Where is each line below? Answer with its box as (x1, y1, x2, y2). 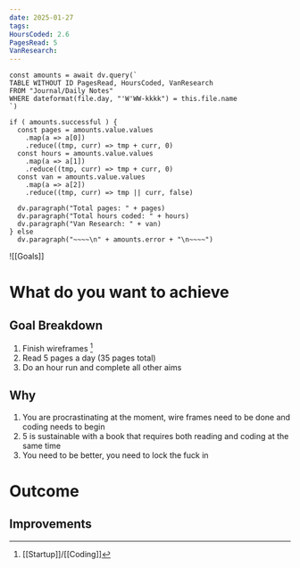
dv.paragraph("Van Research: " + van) (17, 220, 162, 229)
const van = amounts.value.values (17, 173, 146, 182)
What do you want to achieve (9, 283, 229, 302)
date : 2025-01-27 (9, 13, 74, 22)
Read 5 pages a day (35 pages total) (21, 352, 156, 363)
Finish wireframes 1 (21, 342, 94, 353)
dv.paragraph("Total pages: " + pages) (17, 204, 166, 213)
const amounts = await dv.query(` (9, 71, 138, 81)
